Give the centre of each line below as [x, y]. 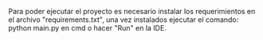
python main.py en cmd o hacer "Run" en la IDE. [88, 28]
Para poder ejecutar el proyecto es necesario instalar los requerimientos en [132, 11]
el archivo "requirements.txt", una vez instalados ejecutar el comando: [124, 20]
